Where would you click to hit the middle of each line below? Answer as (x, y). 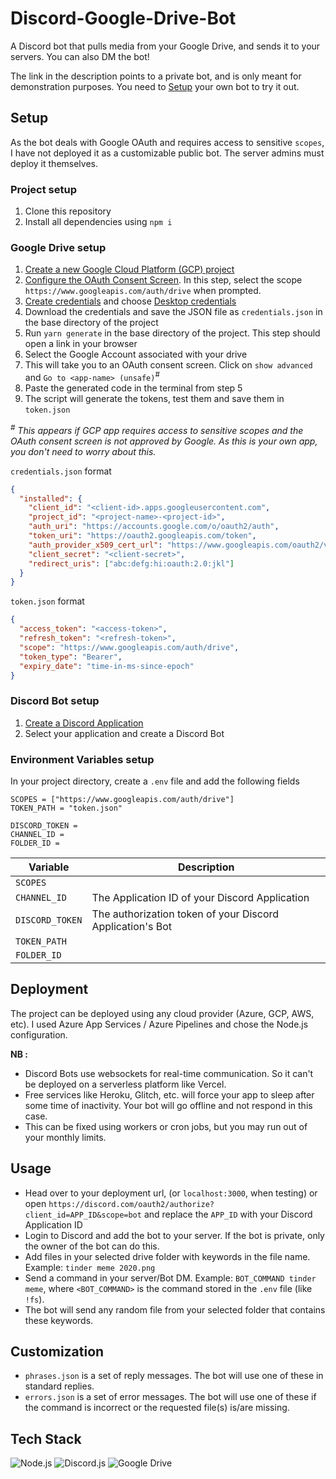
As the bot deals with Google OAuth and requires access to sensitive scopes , (167, 142)
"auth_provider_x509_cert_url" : (95, 545)
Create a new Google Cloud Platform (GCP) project (129, 269)
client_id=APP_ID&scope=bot (83, 1215)
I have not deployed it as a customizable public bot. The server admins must (167, 153)
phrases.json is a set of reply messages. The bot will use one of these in (174, 1376)
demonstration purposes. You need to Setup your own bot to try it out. (155, 86)
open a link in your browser (81, 344)
